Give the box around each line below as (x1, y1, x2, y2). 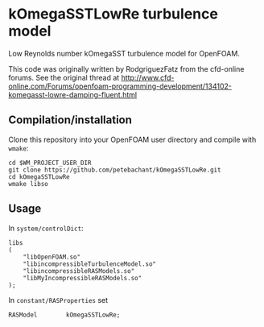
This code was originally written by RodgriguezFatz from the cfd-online (8, 64, 245, 73)
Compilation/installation (8, 114, 133, 127)
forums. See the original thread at (8, 72, 120, 82)
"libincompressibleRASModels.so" (23, 267, 135, 275)
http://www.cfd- (121, 72, 175, 82)
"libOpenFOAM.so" (23, 253, 81, 261)
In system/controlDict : (8, 223, 84, 233)
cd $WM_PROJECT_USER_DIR (8, 159, 92, 167)
